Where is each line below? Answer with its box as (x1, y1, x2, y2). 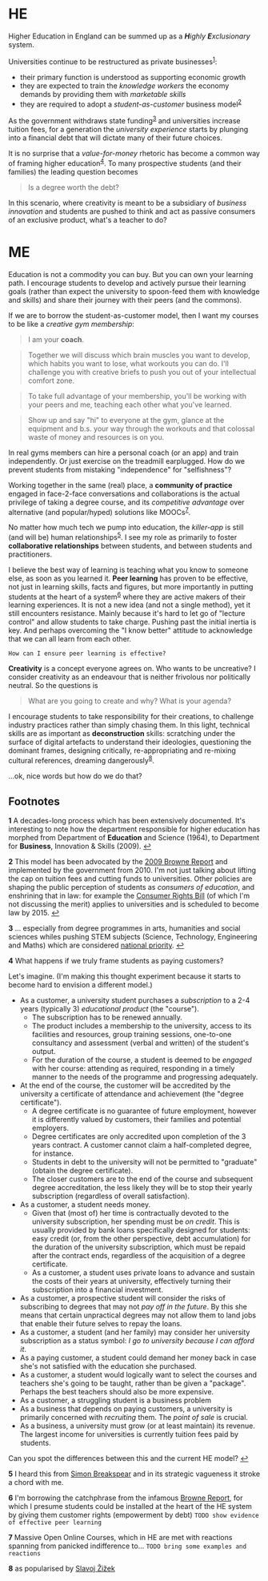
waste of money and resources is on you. (27, 432, 165, 441)
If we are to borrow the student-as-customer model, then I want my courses (8, 310, 259, 320)
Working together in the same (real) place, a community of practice (8, 480, 233, 489)
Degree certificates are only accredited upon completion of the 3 (31, 1131, 246, 1141)
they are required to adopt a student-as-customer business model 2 (19, 98, 242, 109)
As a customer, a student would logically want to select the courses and (19, 1370, 258, 1379)
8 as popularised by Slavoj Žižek (8, 1563, 116, 1573)
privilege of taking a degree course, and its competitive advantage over (8, 497, 245, 507)
